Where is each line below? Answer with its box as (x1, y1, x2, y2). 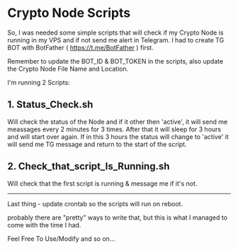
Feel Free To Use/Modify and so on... (7, 234, 115, 243)
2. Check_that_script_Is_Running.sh (7, 160, 170, 172)
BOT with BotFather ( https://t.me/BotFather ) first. (7, 43, 154, 52)
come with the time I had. (7, 220, 81, 229)
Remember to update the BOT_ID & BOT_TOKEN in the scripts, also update (7, 56, 224, 65)
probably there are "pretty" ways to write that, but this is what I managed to (7, 213, 228, 222)
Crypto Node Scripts (7, 5, 131, 21)
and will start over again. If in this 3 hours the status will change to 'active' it (7, 132, 229, 141)
